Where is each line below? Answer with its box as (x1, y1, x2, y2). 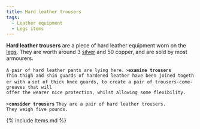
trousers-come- (154, 79, 193, 85)
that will (28, 85, 52, 91)
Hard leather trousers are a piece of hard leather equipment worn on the (6, 42, 187, 49)
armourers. (6, 55, 34, 62)
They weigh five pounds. (6, 106, 68, 113)
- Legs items (11, 25, 44, 32)
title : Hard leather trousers (6, 8, 82, 15)
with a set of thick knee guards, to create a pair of (14, 79, 153, 85)
